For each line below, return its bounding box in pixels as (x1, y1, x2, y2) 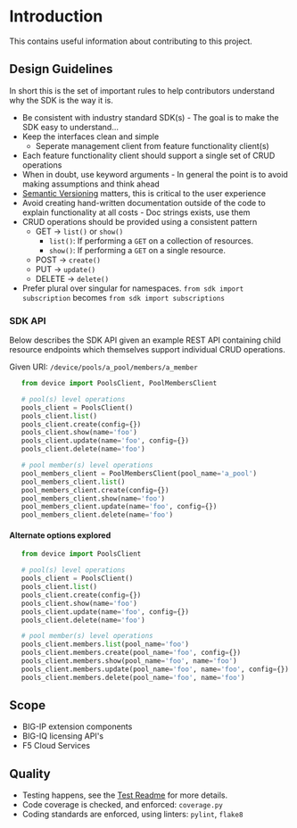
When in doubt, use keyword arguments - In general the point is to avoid (21, 169, 288, 179)
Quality (9, 766, 51, 782)
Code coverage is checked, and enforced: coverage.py (21, 799, 223, 810)
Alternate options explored (9, 529, 111, 541)
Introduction (9, 6, 103, 27)
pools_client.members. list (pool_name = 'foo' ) (21, 640, 190, 649)
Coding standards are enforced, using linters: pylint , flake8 (21, 809, 243, 820)
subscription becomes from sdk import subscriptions (21, 292, 226, 302)
